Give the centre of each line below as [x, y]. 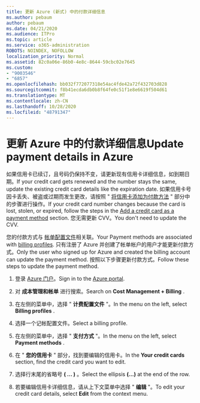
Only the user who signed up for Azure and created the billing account [104, 252]
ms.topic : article [29, 40]
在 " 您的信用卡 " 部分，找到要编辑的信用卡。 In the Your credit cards [100, 355]
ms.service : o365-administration [48, 46]
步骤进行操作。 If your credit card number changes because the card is [98, 204]
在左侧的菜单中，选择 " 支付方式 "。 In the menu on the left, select [96, 336]
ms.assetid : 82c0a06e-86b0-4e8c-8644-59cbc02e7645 [71, 62]
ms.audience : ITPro [31, 34]
